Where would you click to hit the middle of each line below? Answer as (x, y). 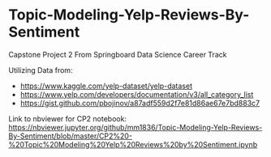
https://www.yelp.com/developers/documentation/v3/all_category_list (137, 94)
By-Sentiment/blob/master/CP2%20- (70, 136)
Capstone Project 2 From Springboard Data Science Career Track (118, 54)
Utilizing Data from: (41, 70)
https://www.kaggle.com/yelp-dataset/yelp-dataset (106, 86)
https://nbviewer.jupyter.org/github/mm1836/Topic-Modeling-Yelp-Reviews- (135, 127)
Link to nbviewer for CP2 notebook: (68, 118)
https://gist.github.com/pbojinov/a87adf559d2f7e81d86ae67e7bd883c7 (140, 103)
